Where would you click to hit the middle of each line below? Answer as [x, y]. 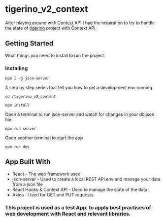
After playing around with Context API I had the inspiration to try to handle [80, 23]
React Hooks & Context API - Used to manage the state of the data [80, 189]
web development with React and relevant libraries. [68, 214]
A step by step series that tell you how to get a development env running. [79, 88]
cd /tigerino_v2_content [31, 97]
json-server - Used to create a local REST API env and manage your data [86, 179]
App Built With [28, 162]
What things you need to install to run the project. [55, 55]
